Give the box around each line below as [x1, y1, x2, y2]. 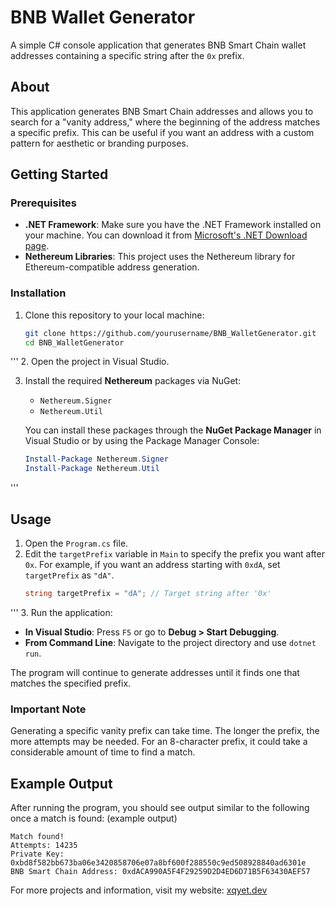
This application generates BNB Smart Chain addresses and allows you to [10, 105, 314, 117]
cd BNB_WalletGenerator [24, 337, 125, 348]
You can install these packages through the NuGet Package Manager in [24, 424, 322, 436]
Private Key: [10, 849, 65, 860]
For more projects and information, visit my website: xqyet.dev [10, 884, 268, 896]
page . [24, 240, 50, 252]
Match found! [10, 832, 65, 842]
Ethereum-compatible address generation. [24, 261, 200, 273]
